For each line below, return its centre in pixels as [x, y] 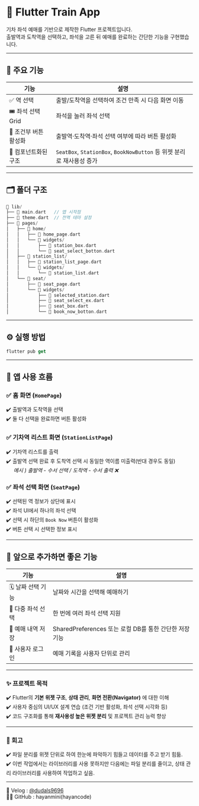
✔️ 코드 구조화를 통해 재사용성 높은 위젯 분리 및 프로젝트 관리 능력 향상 [86, 716]
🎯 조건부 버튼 [26, 131]
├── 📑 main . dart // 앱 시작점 [44, 212]
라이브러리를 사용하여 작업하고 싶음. [53, 773]
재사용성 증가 [80, 161]
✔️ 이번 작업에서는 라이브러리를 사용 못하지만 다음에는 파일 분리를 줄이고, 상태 [95, 764]
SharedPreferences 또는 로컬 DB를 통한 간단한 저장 [121, 629]
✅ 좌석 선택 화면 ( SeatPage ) [43, 487]
